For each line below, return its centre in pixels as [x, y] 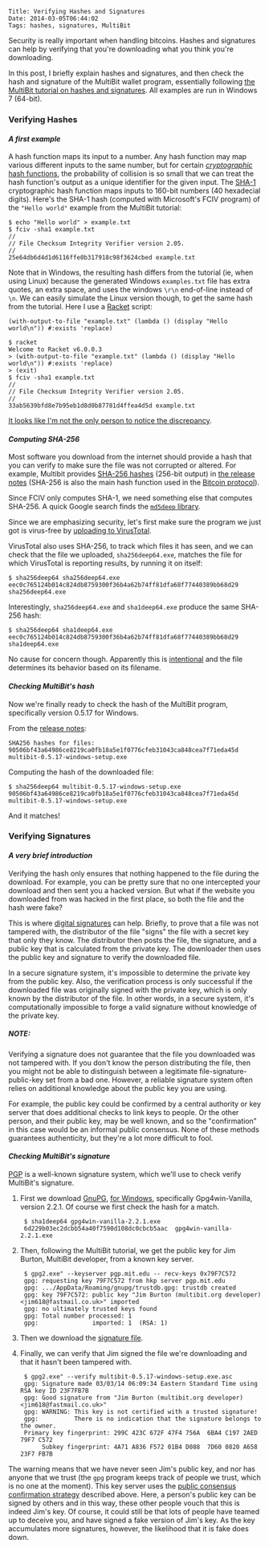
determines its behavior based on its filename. [85, 668]
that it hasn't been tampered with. [76, 1362]
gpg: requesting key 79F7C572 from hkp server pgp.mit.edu [124, 1280]
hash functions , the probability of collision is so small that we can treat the [131, 174]
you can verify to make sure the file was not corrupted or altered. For [122, 465]
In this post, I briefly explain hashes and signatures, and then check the [126, 73]
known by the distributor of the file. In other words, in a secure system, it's [131, 998]
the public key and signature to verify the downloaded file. [105, 957]
